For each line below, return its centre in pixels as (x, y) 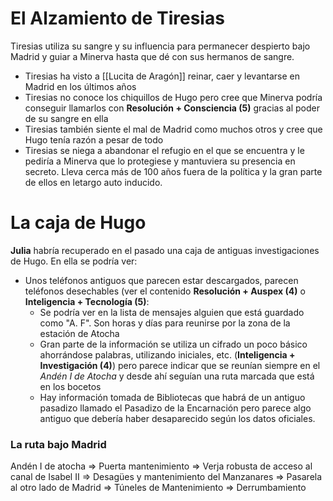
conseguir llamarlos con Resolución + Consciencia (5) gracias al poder (172, 108)
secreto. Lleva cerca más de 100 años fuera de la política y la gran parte (173, 171)
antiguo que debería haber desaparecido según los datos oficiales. (177, 418)
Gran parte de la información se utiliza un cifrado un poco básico (173, 344)
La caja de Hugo (78, 223)
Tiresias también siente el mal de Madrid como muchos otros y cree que (173, 129)
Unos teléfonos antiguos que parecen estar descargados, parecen (161, 280)
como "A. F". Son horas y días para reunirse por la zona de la (165, 323)
